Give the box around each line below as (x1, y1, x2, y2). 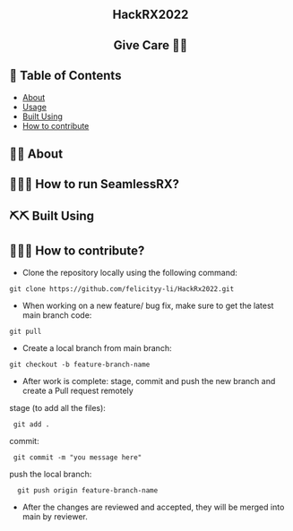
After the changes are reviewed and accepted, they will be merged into (22, 501, 285, 512)
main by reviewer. (22, 510, 88, 522)
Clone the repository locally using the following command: (22, 267, 237, 278)
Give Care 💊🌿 (113, 38, 188, 53)
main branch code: (22, 309, 92, 321)
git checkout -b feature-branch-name (9, 360, 151, 369)
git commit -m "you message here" (13, 452, 142, 462)
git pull (9, 327, 42, 336)
